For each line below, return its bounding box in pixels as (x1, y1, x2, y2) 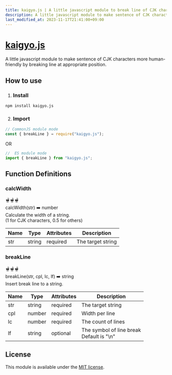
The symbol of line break (81, 326, 141, 334)
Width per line (81, 309, 115, 317)
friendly (5, 61, 22, 68)
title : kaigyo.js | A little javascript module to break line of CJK (5, 7, 157, 13)
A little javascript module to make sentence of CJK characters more (5, 56, 148, 62)
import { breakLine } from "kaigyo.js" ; (5, 155, 93, 160)
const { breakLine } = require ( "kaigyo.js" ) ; (5, 132, 104, 137)
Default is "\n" (81, 332, 116, 340)
